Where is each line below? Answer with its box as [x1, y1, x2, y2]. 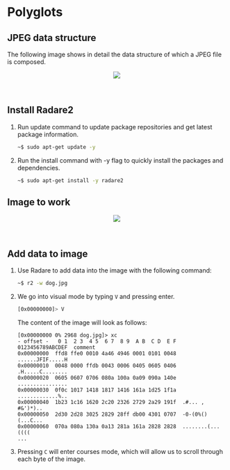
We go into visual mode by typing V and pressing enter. [17, 293, 175, 301]
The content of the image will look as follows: [17, 318, 147, 327]
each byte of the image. [17, 455, 85, 463]
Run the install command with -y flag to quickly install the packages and [17, 156, 224, 164]
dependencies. [17, 163, 60, 172]
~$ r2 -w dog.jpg [17, 279, 68, 287]
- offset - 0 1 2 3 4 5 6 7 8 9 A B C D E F [17, 338, 176, 345]
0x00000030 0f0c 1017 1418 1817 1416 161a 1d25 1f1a [17, 387, 176, 394]
